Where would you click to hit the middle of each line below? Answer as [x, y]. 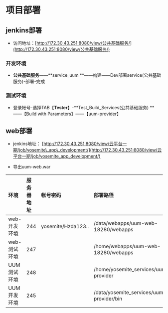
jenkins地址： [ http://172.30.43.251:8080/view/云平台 [68, 144]
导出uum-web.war [32, 167]
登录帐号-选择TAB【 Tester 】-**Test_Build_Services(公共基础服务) [81, 107]
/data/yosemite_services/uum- [130, 293]
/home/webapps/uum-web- [127, 246]
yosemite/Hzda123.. [65, 226]
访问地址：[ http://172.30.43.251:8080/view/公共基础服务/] [72, 43]
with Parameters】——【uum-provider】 [80, 114]
